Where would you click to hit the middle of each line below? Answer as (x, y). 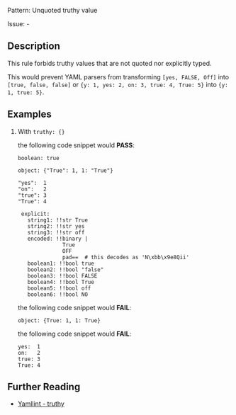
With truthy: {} (41, 131)
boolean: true (38, 158)
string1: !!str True (58, 220)
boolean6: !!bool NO (58, 294)
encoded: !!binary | (58, 239)
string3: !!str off (56, 232)
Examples (29, 114)
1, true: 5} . (26, 92)
